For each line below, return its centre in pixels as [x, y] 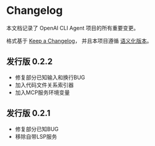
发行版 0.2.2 [30, 62]
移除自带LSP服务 [36, 136]
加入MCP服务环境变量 [42, 92]
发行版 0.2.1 [28, 113]
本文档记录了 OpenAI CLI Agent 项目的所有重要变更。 [73, 28]
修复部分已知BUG [37, 129]
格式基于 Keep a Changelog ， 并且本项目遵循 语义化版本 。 [79, 40]
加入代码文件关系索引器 [44, 84]
